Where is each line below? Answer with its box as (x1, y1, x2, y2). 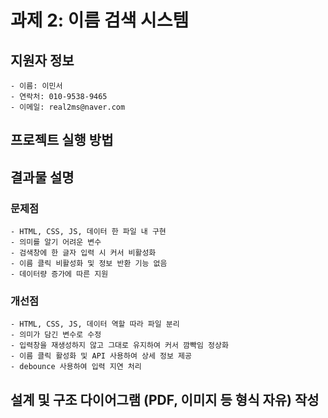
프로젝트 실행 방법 (10, 132, 114, 149)
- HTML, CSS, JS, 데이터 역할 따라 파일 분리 (10, 319, 180, 330)
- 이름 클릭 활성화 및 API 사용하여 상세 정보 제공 (10, 351, 192, 361)
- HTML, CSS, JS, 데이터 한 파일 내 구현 (10, 227, 167, 237)
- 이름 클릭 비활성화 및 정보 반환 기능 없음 (10, 259, 168, 269)
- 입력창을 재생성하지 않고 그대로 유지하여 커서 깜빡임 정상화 (10, 341, 229, 351)
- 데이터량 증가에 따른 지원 (10, 269, 109, 280)
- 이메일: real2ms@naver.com (10, 102, 126, 112)
